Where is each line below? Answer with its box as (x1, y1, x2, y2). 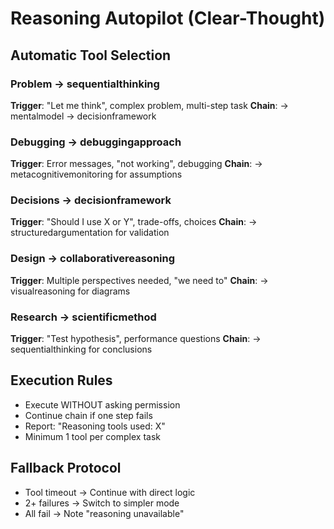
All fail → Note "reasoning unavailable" (24, 507, 185, 519)
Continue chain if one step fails (24, 409, 153, 421)
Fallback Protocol (10, 460, 122, 477)
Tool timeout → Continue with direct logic (24, 486, 196, 498)
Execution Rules (10, 372, 113, 389)
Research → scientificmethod (10, 310, 157, 324)
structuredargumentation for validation (10, 227, 170, 239)
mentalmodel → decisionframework (10, 110, 157, 122)
